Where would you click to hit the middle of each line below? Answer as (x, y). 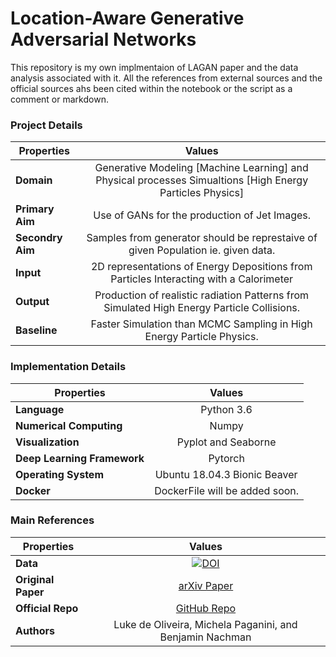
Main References (52, 520)
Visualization (47, 442)
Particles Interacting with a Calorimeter (202, 279)
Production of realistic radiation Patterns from (202, 295)
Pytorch (226, 458)
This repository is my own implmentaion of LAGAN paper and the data (154, 67)
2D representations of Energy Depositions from (201, 267)
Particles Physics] (202, 193)
